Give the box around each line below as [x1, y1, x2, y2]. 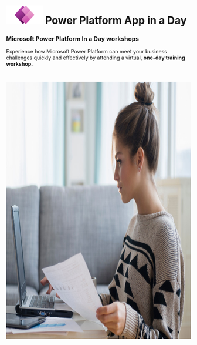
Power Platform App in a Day [45, 14, 187, 27]
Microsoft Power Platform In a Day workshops [6, 35, 140, 43]
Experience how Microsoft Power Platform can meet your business [6, 48, 167, 55]
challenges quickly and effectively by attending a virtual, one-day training [6, 54, 186, 61]
